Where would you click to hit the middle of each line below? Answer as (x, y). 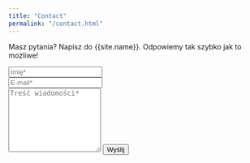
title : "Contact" (38, 16)
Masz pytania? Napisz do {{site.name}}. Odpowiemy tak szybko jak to (125, 46)
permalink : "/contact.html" (56, 24)
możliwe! (24, 55)
